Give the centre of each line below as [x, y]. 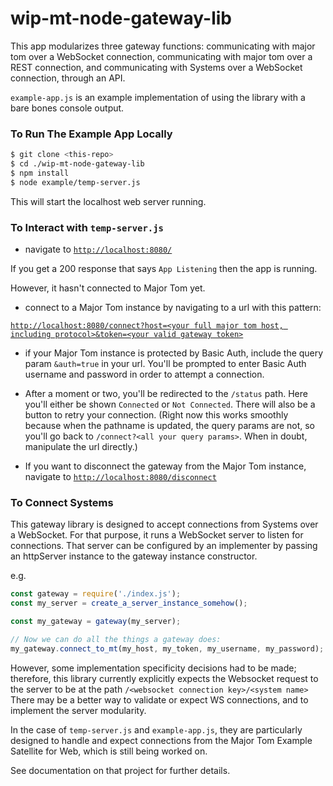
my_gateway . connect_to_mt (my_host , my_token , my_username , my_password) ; [167, 648]
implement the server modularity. [78, 710]
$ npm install [40, 173]
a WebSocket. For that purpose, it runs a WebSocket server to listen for [157, 535]
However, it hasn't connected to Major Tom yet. [108, 288]
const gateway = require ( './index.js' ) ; [96, 594]
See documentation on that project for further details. [120, 770]
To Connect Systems [62, 502]
